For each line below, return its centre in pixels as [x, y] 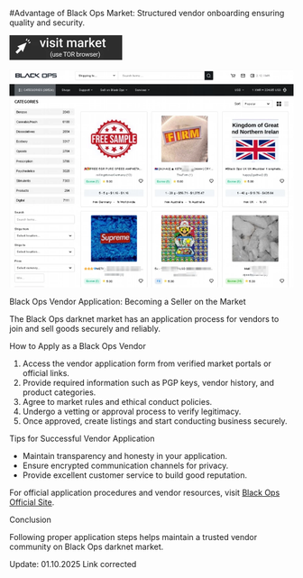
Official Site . [32, 502]
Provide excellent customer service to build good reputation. [135, 475]
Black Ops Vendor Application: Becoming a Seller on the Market [128, 301]
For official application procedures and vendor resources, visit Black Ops [145, 492]
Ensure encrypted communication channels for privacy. [125, 465]
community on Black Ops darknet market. [87, 546]
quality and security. [47, 23]
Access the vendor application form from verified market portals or [147, 363]
